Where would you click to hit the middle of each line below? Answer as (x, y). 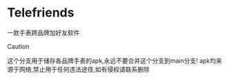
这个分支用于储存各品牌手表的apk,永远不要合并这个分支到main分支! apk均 (112, 61)
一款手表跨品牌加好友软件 (43, 32)
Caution (18, 46)
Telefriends (41, 13)
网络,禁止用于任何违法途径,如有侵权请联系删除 (84, 69)
